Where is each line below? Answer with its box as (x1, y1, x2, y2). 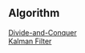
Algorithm (8, 6, 60, 20)
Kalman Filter (8, 36, 52, 46)
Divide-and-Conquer (8, 27, 78, 37)
